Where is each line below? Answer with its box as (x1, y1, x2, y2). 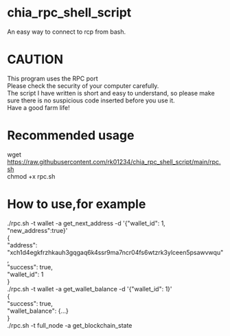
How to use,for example (7, 197, 146, 212)
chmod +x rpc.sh (7, 172, 56, 180)
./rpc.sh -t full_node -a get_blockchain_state (7, 321, 133, 329)
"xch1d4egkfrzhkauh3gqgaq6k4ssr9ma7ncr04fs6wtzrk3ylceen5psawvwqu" (7, 248, 224, 256)
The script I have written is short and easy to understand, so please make (7, 89, 215, 97)
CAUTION (7, 52, 64, 67)
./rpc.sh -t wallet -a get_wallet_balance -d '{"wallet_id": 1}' (7, 284, 173, 293)
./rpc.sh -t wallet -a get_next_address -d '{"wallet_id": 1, (7, 219, 166, 227)
